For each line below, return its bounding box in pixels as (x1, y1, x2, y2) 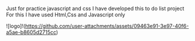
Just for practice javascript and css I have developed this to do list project (6, 5, 184, 12)
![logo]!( (6, 23, 25, 29)
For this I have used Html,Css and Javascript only (6, 11, 125, 18)
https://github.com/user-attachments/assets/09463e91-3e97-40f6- (25, 23, 189, 29)
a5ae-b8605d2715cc (6, 29, 57, 36)
